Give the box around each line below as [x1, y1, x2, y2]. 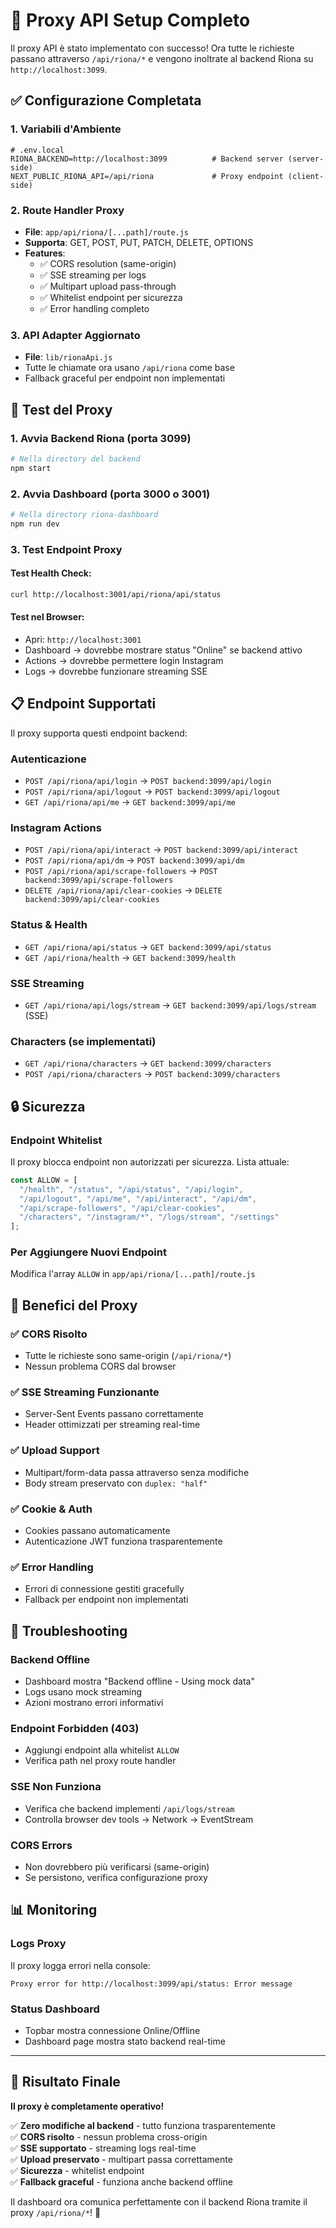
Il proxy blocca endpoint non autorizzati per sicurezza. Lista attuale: [10, 1155, 290, 1168]
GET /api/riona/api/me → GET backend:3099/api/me [24, 796, 237, 808]
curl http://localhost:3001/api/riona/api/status [10, 589, 222, 599]
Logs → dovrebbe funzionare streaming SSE [24, 665, 208, 677]
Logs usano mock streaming [24, 1686, 143, 1698]
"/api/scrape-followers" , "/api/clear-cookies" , [19, 1203, 226, 1213]
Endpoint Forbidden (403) [10, 1721, 140, 1735]
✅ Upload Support [10, 1444, 100, 1458]
